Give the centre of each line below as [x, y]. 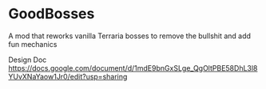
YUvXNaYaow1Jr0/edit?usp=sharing [68, 76]
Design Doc [28, 60]
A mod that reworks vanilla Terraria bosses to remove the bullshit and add [130, 36]
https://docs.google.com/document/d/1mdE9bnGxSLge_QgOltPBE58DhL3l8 [133, 68]
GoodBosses [52, 14]
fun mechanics [33, 44]
